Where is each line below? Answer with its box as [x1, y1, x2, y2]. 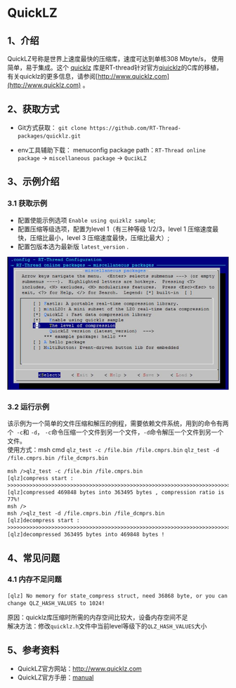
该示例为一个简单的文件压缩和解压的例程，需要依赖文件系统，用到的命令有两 [7, 419, 229, 428]
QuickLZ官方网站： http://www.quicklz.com [17, 664, 142, 673]
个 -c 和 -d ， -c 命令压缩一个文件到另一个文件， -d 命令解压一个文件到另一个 [7, 428, 224, 437]
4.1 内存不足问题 [7, 574, 62, 584]
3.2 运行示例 [7, 402, 50, 411]
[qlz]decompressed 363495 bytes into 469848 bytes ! [7, 531, 165, 538]
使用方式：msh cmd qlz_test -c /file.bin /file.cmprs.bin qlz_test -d [7, 446, 220, 454]
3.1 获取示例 [7, 199, 48, 209]
